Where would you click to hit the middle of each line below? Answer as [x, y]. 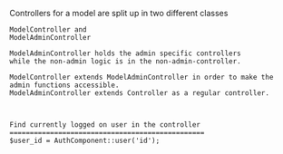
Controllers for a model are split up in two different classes [119, 13]
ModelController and [49, 30]
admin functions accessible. [64, 85]
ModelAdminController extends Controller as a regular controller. [140, 93]
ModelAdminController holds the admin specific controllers [126, 53]
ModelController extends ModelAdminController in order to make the [141, 77]
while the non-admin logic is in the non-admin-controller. [126, 62]
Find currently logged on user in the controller [105, 125]
